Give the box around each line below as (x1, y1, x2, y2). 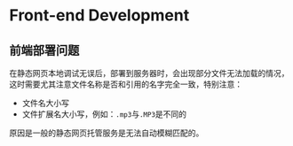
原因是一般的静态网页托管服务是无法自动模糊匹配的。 (9, 127, 204, 138)
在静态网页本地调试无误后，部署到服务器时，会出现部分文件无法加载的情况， (9, 68, 289, 78)
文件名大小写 (21, 98, 69, 108)
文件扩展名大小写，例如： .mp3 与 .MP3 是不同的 (21, 109, 187, 119)
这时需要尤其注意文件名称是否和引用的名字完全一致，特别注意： (9, 79, 242, 89)
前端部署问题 (9, 42, 80, 58)
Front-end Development (9, 5, 190, 26)
